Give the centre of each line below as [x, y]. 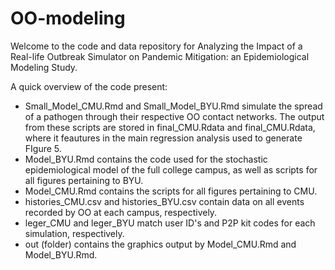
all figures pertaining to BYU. [84, 180]
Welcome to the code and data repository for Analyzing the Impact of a [156, 46]
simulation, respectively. [74, 233]
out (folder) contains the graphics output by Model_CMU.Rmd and [160, 244]
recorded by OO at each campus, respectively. [121, 212]
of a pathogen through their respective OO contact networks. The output [174, 116]
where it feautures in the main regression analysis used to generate [163, 138]
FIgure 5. [43, 148]
